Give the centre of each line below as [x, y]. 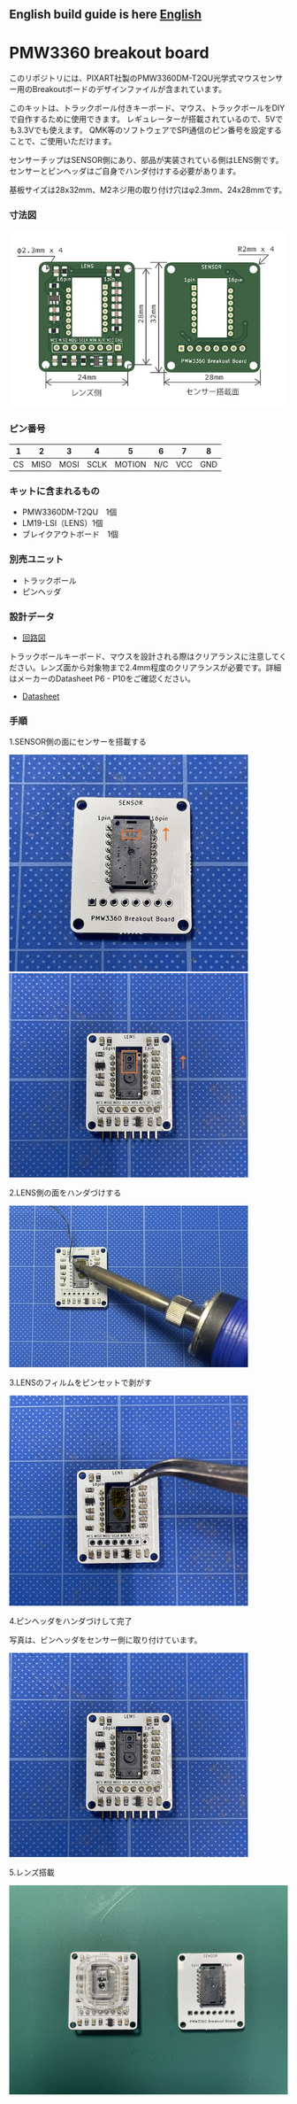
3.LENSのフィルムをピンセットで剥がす [80, 1383]
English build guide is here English [105, 15]
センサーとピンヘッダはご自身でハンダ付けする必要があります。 [125, 171]
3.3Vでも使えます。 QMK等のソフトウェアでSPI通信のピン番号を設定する [149, 130]
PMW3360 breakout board [109, 53]
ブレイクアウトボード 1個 [70, 534]
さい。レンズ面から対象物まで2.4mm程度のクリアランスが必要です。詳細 [149, 667]
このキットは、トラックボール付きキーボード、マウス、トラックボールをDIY [147, 108]
